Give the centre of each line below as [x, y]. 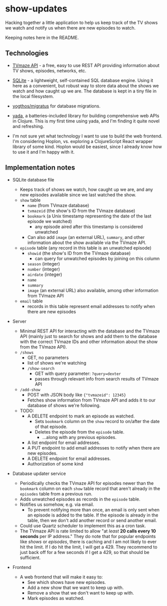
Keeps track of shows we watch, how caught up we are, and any [86, 189]
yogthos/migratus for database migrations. [56, 106]
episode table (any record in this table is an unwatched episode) [85, 247]
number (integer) [43, 269]
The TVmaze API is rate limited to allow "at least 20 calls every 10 [88, 531]
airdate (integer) [45, 274]
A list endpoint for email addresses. [64, 442]
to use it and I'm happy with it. [43, 152]
